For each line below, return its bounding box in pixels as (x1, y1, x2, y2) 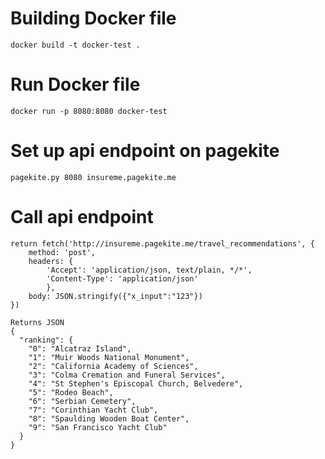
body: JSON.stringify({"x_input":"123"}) (28, 291, 203, 301)
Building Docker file (10, 7, 177, 30)
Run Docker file (10, 73, 141, 96)
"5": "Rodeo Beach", (28, 387, 114, 397)
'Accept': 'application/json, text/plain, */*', (46, 265, 253, 275)
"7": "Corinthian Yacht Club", (28, 405, 159, 415)
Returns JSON (10, 317, 65, 327)
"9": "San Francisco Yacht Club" (28, 422, 168, 432)
